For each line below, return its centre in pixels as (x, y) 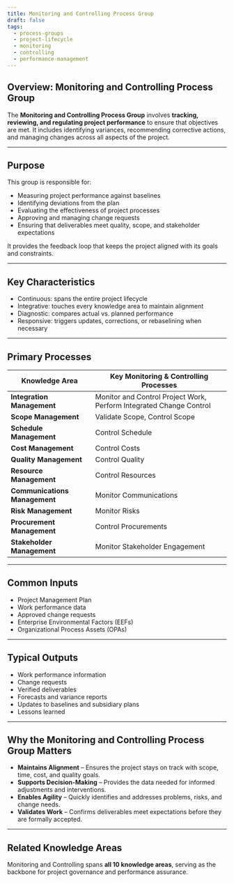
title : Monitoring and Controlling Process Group (81, 14)
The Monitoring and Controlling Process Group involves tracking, (103, 115)
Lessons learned (41, 712)
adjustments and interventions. (62, 790)
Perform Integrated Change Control (153, 406)
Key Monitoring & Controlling (159, 376)
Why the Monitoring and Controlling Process (106, 740)
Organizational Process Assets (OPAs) (72, 629)
